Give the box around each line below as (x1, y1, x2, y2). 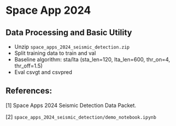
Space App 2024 (5, 4, 91, 17)
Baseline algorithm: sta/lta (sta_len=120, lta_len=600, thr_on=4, (14, 56, 171, 63)
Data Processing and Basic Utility (5, 27, 132, 38)
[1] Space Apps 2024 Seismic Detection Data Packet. (5, 102, 136, 109)
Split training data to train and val (14, 50, 96, 57)
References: (5, 86, 52, 96)
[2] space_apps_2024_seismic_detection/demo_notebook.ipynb (5, 113, 157, 120)
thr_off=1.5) (14, 62, 43, 69)
